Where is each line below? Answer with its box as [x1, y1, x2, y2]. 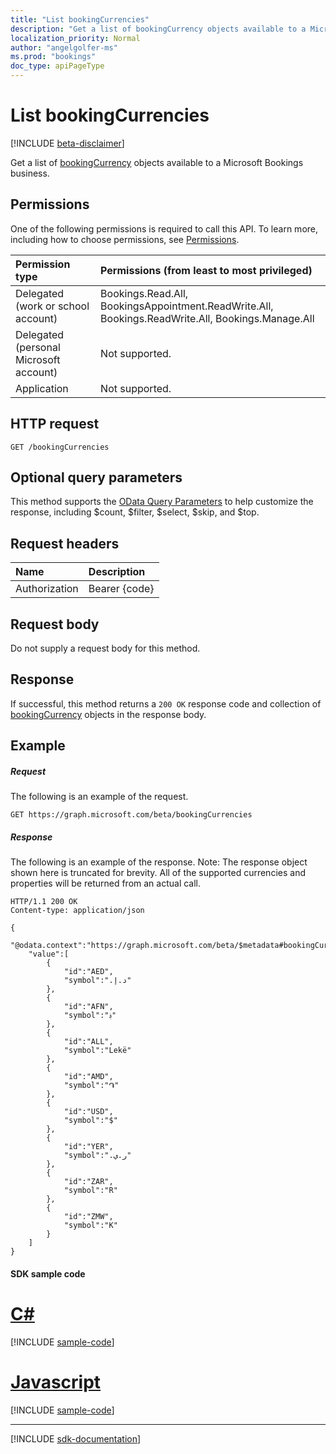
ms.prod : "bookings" [10, 52, 97, 62]
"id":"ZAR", [63, 1177, 114, 1187]
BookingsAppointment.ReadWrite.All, [100, 299, 274, 313]
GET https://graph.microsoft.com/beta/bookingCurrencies [10, 810, 253, 820]
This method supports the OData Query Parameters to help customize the [10, 496, 314, 508]
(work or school [15, 299, 90, 313]
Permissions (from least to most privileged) [100, 263, 313, 277]
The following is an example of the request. [10, 791, 189, 803]
